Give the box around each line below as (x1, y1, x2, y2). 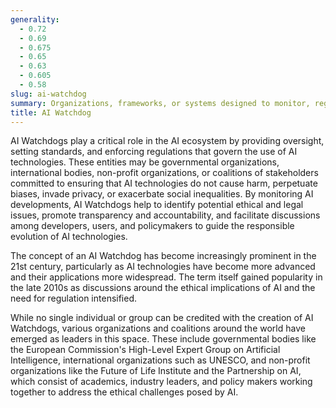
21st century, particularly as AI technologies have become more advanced (10, 261, 316, 273)
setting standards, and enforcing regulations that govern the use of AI (10, 146, 298, 158)
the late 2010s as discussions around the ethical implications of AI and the (10, 282, 316, 294)
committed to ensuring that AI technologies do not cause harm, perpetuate (10, 177, 318, 190)
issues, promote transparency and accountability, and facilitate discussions (10, 209, 321, 221)
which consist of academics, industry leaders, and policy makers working (10, 376, 313, 388)
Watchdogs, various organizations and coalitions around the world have (10, 322, 306, 335)
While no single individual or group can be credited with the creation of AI (10, 312, 314, 324)
